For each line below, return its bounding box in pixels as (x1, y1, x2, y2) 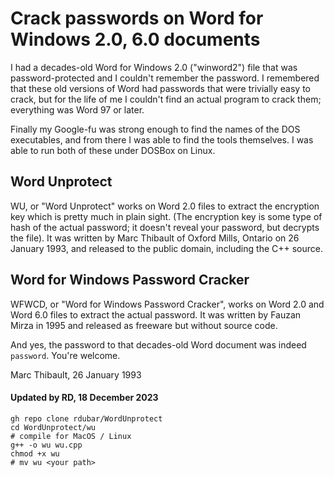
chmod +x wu (10, 448, 60, 459)
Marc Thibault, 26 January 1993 (10, 368, 142, 381)
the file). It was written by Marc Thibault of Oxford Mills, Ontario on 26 (10, 232, 300, 244)
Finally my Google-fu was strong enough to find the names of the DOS (10, 123, 301, 135)
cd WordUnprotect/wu (10, 422, 97, 432)
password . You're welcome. (10, 349, 121, 361)
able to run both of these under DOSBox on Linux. (10, 144, 216, 156)
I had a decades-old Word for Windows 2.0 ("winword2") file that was (10, 61, 298, 73)
